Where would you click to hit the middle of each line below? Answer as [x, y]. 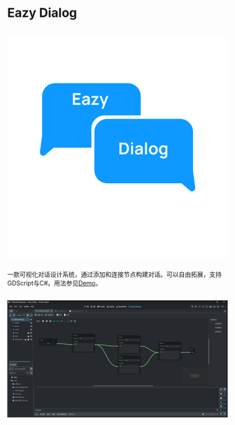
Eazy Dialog [42, 13]
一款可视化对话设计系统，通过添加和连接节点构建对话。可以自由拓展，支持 [114, 274]
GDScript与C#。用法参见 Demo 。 [55, 283]
